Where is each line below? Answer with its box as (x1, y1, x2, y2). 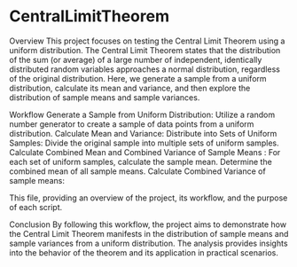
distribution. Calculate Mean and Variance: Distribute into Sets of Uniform (9, 128, 277, 138)
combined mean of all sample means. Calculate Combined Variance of (9, 166, 266, 177)
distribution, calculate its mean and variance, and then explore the (9, 82, 251, 93)
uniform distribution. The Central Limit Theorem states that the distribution (9, 44, 281, 55)
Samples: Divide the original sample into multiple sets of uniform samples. (9, 137, 279, 148)
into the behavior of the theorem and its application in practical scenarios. (9, 247, 279, 258)
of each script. (9, 201, 63, 212)
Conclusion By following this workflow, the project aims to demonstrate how (9, 219, 286, 230)
